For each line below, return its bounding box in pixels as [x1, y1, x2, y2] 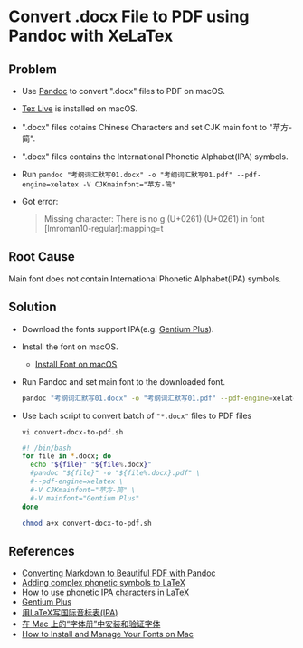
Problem [8, 62, 58, 77]
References [8, 543, 75, 558]
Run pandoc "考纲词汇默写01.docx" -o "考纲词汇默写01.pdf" [21, 169, 233, 179]
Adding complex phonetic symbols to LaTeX [21, 577, 186, 588]
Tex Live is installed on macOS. [21, 103, 138, 114]
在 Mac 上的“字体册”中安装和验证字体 [21, 618, 161, 630]
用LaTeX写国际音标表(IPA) [21, 607, 118, 618]
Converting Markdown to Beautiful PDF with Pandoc [21, 567, 216, 578]
